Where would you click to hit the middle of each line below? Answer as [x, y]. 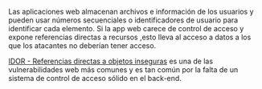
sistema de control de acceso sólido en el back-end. [95, 78]
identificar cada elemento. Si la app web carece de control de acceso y [126, 28]
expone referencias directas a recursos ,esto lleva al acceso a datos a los [130, 37]
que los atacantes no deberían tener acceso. [82, 46]
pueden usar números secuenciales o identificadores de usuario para [123, 20]
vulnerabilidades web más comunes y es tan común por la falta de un [123, 70]
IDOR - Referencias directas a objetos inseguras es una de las [111, 61]
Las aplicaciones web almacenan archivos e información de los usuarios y [131, 12]
